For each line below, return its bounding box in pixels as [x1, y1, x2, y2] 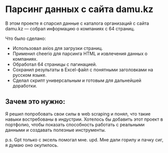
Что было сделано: [5, 35, 46, 41]
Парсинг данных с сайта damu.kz [5, 4, 154, 15]
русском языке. [12, 72, 47, 78]
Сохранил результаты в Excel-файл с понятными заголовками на [12, 67, 153, 73]
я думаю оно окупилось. [5, 142, 59, 148]
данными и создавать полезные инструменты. [5, 127, 106, 133]
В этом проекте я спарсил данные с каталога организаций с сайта [5, 20, 149, 26]
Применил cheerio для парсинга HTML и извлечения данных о [12, 50, 148, 57]
